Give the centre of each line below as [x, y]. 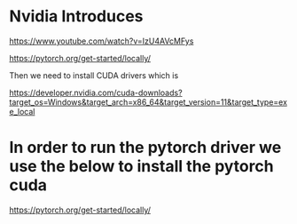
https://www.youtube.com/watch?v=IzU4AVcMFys [102, 41]
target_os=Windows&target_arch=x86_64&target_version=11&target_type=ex [148, 102]
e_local [22, 111]
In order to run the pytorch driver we [145, 148]
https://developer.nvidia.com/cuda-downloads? [96, 92]
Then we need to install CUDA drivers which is [94, 75]
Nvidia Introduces [76, 16]
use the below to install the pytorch [141, 167]
